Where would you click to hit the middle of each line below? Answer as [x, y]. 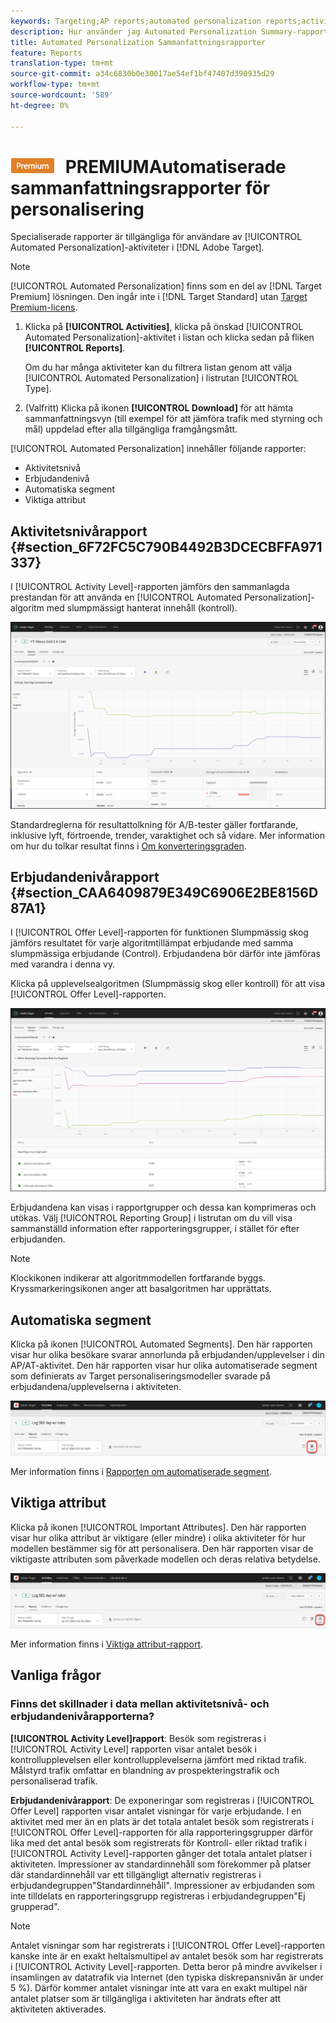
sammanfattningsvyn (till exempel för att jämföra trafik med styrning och [173, 419]
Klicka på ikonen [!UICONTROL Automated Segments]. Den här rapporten [161, 1344]
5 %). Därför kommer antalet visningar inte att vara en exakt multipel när [159, 1987]
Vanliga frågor [56, 1675]
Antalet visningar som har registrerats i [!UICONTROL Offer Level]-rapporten [168, 1945]
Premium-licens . [44, 307]
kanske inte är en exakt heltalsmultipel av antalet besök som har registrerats [167, 1956]
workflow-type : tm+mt [55, 85]
